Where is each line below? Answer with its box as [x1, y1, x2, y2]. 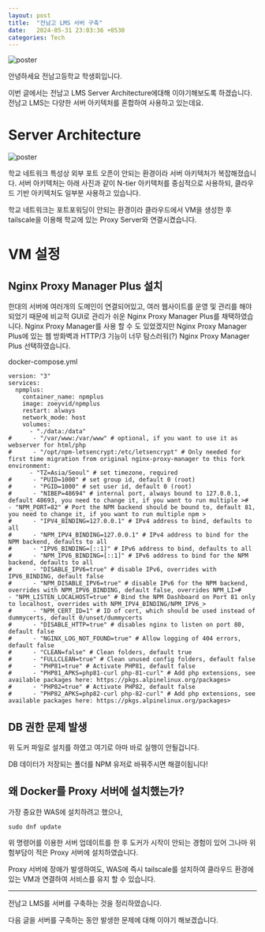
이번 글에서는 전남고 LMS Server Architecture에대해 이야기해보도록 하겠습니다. [8, 88, 252, 98]
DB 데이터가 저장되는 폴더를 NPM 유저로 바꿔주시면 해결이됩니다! [8, 759, 208, 769]
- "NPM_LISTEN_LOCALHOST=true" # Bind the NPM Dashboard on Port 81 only [8, 593, 256, 601]
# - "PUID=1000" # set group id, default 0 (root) [8, 476, 196, 484]
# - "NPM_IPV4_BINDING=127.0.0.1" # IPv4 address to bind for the [8, 531, 248, 539]
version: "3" [8, 372, 51, 380]
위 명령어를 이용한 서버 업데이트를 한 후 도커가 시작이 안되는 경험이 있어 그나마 [8, 837, 248, 847]
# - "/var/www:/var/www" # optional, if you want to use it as [8, 435, 238, 443]
